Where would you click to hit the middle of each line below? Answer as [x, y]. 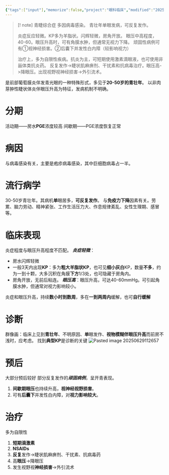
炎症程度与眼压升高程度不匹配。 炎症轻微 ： [50, 250]
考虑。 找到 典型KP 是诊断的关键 [55, 341]
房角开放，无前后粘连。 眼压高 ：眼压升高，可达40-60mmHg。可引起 [84, 280]
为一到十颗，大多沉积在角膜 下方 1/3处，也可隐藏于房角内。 [73, 274]
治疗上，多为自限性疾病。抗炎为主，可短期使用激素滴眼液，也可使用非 [90, 59]
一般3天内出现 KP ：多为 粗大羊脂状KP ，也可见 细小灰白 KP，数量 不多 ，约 [87, 267]
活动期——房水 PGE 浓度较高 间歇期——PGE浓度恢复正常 [63, 126]
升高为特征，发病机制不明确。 [80, 88]
